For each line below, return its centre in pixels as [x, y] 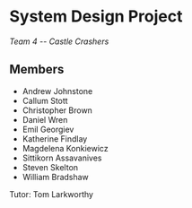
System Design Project [96, 17]
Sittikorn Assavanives [62, 158]
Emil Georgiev [48, 129]
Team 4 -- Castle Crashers [59, 41]
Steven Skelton [50, 167]
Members [37, 69]
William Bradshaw [56, 177]
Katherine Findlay [55, 139]
